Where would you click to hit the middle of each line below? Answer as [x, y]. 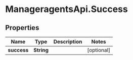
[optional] [98, 50]
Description [68, 42]
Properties [22, 28]
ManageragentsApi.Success [66, 9]
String [41, 50]
